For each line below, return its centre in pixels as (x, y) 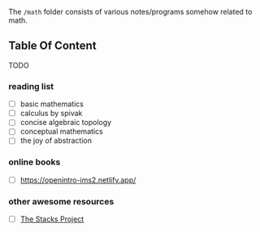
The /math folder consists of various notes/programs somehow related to (130, 12)
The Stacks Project (52, 219)
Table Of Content (52, 46)
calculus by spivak (51, 114)
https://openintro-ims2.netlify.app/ (78, 180)
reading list (31, 86)
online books (35, 162)
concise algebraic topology (66, 122)
